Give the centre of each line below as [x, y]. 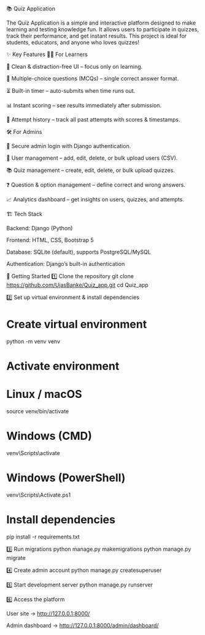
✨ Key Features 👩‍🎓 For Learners [47, 54]
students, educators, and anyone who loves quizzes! [73, 42]
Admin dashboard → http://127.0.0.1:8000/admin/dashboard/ [83, 625]
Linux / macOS [44, 394]
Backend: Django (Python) [40, 228]
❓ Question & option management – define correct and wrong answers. [96, 185]
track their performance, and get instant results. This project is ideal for [97, 36]
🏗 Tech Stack [25, 214]
